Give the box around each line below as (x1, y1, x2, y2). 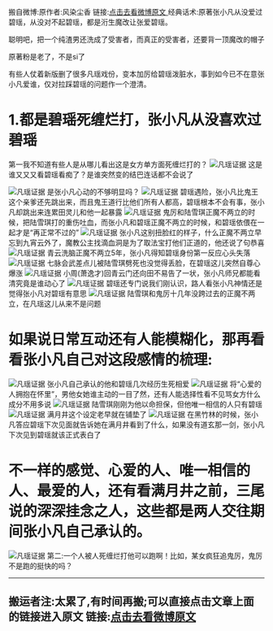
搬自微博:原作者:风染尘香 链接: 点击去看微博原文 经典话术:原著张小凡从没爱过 (8, 7, 263, 16)
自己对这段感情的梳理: (65, 350, 213, 369)
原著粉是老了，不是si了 (8, 52, 85, 61)
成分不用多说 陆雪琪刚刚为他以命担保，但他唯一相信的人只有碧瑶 (8, 399, 262, 409)
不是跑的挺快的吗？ (8, 560, 73, 571)
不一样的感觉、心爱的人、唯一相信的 (8, 462, 251, 480)
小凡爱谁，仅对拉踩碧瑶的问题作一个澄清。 (8, 80, 151, 89)
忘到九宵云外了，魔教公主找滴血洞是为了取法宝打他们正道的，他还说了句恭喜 (8, 237, 265, 247)
